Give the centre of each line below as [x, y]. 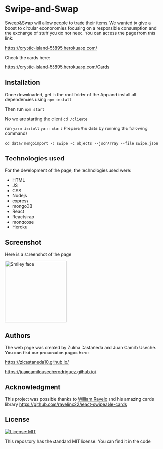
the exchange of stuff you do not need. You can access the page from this [80, 33]
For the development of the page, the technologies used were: [68, 170]
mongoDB [22, 206]
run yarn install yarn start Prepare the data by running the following [76, 128]
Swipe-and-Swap [42, 9]
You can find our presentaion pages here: [47, 353]
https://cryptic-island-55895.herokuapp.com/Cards [57, 67]
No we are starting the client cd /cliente [46, 119]
